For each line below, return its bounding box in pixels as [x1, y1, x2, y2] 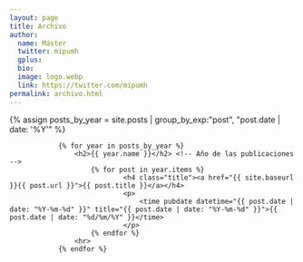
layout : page [9, 13, 59, 23]
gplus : [17, 55, 43, 64]
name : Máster [17, 38, 67, 48]
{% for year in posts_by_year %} [57, 141, 184, 150]
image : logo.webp [17, 73, 83, 82]
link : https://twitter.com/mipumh [17, 81, 148, 90]
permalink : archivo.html [9, 89, 103, 98]
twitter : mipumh [17, 47, 79, 56]
